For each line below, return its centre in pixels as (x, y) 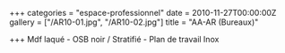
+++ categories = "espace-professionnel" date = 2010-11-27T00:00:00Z (143, 13)
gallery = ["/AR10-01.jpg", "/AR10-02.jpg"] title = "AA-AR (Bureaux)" (134, 22)
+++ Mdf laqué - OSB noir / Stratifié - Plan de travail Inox (114, 39)
